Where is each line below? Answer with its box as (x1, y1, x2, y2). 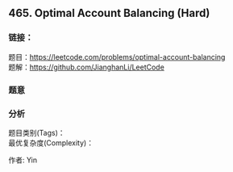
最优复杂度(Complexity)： (8, 137, 94, 148)
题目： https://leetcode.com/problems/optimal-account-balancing (8, 52, 226, 61)
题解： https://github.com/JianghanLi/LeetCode (8, 62, 165, 72)
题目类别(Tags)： (8, 128, 66, 137)
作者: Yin (8, 155, 38, 165)
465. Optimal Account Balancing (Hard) (8, 6, 210, 20)
